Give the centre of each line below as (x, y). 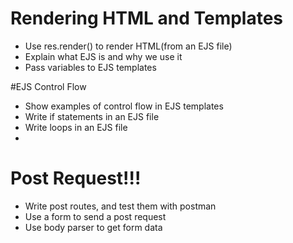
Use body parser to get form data (93, 227)
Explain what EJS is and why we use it (103, 56)
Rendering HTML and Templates (147, 18)
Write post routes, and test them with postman (120, 206)
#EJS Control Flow (48, 86)
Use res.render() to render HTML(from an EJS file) (128, 46)
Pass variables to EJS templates (90, 67)
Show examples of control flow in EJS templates (124, 106)
